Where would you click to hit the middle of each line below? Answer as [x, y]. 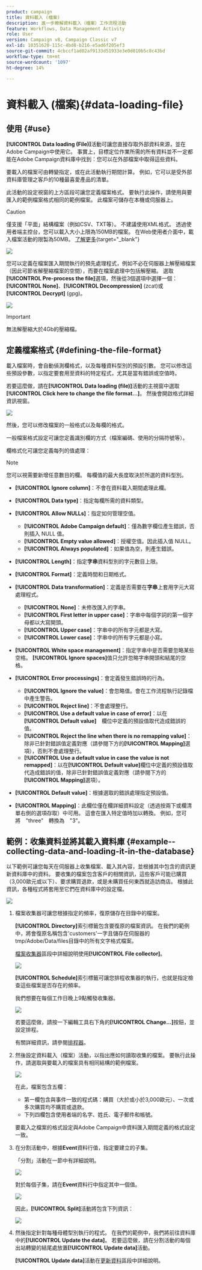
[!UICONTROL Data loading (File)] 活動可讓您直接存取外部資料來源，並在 [96, 144]
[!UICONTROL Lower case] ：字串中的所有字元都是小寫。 [95, 638]
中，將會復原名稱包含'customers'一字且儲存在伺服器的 [82, 933]
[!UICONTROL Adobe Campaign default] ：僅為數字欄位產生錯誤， [106, 526]
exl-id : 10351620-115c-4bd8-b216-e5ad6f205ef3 [66, 46]
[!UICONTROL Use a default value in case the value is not [96, 758]
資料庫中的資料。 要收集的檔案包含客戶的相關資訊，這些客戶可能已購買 [99, 874]
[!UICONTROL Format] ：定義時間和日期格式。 [72, 575]
